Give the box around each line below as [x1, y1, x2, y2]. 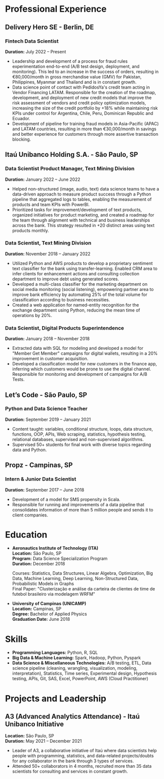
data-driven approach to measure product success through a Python [12, 191, 151, 197]
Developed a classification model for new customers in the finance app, [12, 361, 157, 367]
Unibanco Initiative [5, 720, 64, 728]
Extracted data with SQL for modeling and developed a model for [12, 345, 143, 351]
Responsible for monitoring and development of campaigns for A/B [12, 371, 148, 377]
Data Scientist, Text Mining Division [5, 240, 92, 246]
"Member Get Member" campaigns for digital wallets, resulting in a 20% [12, 350, 158, 356]
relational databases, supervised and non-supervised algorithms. [12, 436, 144, 442]
